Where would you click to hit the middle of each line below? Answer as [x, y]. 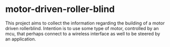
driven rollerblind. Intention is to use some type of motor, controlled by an [82, 28]
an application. [21, 39]
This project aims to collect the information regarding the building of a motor [85, 23]
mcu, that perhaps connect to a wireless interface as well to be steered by [83, 33]
